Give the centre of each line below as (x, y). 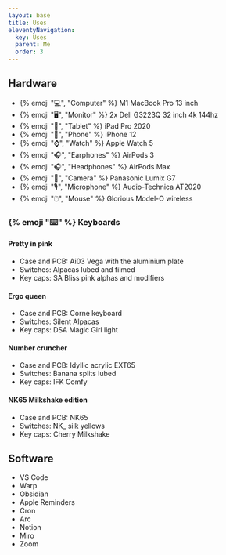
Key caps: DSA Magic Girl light (69, 330)
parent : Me (33, 45)
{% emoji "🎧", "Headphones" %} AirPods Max (95, 166)
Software (31, 458)
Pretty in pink (30, 244)
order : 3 (29, 52)
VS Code (34, 477)
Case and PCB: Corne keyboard (71, 314)
